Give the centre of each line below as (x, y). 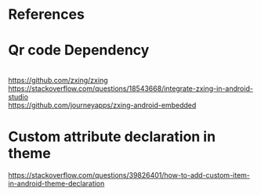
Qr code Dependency (79, 51)
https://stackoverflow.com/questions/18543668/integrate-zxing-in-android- (130, 88)
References (46, 14)
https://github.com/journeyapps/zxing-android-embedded (102, 105)
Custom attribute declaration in (112, 137)
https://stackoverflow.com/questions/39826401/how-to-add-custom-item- (129, 175)
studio (18, 97)
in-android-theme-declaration (56, 184)
